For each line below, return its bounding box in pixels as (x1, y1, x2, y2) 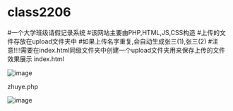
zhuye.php (7, 82, 39, 91)
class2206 (7, 4, 72, 20)
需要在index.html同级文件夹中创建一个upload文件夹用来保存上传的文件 (20, 46, 226, 54)
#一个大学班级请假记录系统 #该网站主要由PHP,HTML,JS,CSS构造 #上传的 (7, 28, 220, 37)
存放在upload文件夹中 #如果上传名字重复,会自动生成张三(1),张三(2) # (13, 37, 213, 46)
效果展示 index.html (7, 54, 65, 63)
